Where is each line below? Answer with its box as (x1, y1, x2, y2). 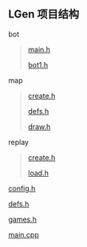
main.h (27, 45, 50, 54)
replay (8, 137, 30, 147)
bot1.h (27, 60, 49, 69)
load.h (27, 168, 49, 178)
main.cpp (8, 229, 39, 239)
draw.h (27, 122, 51, 131)
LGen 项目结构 (8, 7, 80, 22)
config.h (8, 183, 36, 193)
